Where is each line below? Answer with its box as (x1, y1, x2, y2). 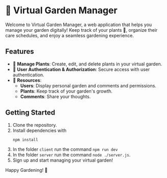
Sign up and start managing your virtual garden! (12, 157, 114, 163)
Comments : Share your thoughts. (20, 93, 91, 99)
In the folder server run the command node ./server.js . (12, 151, 131, 158)
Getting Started (5, 108, 55, 117)
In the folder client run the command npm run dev (12, 146, 118, 152)
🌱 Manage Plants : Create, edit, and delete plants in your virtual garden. (12, 61, 162, 67)
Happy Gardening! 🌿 (5, 167, 48, 173)
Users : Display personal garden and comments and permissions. (20, 82, 157, 88)
